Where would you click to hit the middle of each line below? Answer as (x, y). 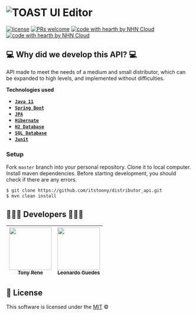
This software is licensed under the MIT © (58, 307)
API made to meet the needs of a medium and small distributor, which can (96, 72)
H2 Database (29, 127)
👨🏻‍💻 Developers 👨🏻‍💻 (45, 215)
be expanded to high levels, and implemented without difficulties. (86, 78)
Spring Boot (29, 108)
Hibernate (27, 120)
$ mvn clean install (32, 196)
